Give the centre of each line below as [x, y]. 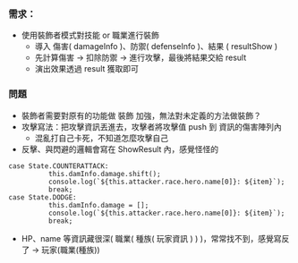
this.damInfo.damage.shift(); [105, 174]
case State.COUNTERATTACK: [59, 166]
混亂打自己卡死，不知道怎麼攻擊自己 [102, 138]
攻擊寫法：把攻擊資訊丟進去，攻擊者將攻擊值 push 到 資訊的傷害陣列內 [152, 126]
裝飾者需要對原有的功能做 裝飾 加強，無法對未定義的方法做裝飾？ [141, 115]
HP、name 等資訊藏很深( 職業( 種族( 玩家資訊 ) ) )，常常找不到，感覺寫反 [155, 238]
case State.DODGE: [43, 197]
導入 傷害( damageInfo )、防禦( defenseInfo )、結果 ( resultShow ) [156, 47]
